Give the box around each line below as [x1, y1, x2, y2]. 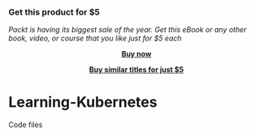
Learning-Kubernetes [8, 93, 158, 112]
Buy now [121, 49, 152, 59]
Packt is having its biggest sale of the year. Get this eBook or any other [8, 25, 247, 35]
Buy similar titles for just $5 [89, 65, 184, 74]
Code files [8, 120, 43, 130]
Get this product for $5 [8, 6, 100, 18]
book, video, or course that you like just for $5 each [8, 33, 182, 43]
